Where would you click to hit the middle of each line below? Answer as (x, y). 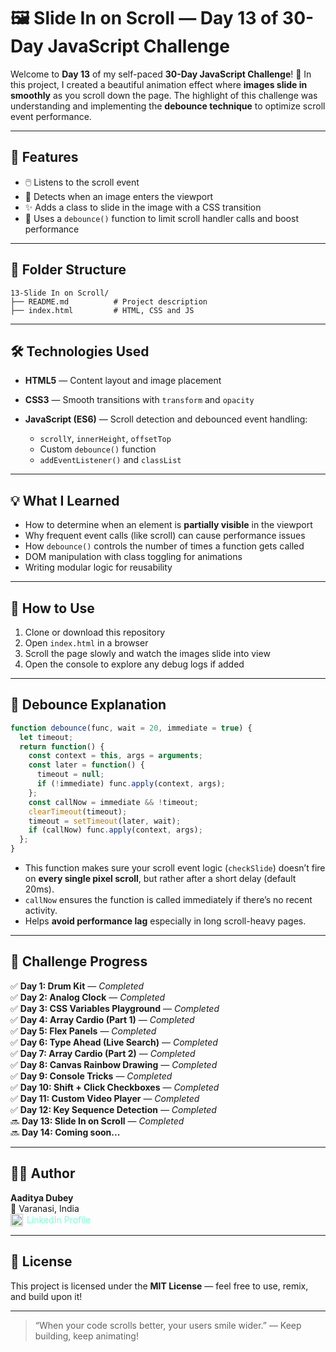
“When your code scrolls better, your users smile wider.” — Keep (168, 1325)
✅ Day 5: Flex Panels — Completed (83, 1031)
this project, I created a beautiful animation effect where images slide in (159, 84)
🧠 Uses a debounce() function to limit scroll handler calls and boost (161, 218)
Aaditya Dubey (42, 1197)
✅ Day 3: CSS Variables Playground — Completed (115, 1008)
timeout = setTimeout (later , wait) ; (105, 821)
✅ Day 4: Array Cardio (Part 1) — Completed (102, 1019)
